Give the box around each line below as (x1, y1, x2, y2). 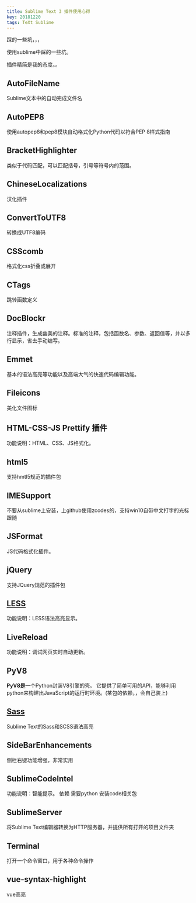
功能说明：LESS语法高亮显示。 (6, 615, 81, 622)
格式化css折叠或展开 (6, 263, 56, 270)
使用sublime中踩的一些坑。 (6, 49, 72, 56)
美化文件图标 (6, 404, 37, 411)
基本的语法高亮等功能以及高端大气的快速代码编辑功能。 (6, 370, 139, 377)
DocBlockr (6, 314, 45, 324)
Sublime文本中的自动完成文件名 (6, 95, 83, 102)
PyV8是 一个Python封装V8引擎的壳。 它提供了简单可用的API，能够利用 (6, 682, 177, 689)
